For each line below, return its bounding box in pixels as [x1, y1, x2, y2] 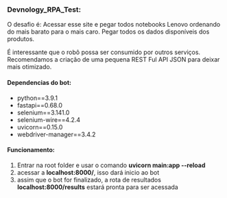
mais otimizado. [7, 63, 52, 71]
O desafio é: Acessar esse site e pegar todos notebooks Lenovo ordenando [7, 21, 221, 29]
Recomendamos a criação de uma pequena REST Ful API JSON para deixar [7, 55, 220, 64]
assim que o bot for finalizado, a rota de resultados [16, 175, 161, 184]
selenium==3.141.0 [16, 108, 70, 116]
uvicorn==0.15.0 [16, 123, 63, 131]
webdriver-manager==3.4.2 [16, 130, 96, 138]
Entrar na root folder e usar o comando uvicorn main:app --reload [16, 161, 206, 169]
